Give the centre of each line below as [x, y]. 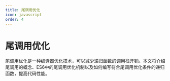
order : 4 [14, 19]
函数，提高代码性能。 [27, 73]
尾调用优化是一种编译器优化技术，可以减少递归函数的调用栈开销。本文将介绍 [85, 61]
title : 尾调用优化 [23, 10]
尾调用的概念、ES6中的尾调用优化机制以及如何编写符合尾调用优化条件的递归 [85, 67]
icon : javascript [24, 15]
